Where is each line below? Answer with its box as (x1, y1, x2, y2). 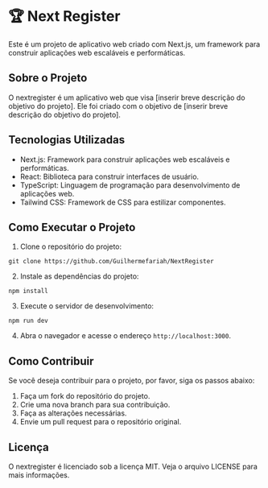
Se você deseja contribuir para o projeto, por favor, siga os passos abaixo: (8, 376, 255, 386)
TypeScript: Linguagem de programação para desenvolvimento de (19, 180, 241, 190)
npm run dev (8, 316, 48, 325)
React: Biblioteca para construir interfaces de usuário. (19, 172, 200, 181)
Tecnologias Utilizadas (8, 133, 126, 147)
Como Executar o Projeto (8, 220, 136, 234)
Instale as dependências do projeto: (19, 271, 139, 281)
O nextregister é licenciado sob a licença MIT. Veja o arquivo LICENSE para (8, 461, 258, 471)
